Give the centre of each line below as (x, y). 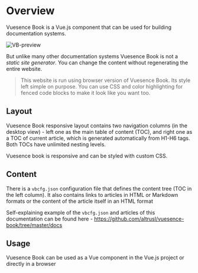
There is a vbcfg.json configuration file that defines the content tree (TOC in (99, 188)
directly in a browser (31, 264)
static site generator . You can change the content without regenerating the (97, 63)
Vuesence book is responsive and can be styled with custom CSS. (87, 156)
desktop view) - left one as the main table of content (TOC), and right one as (99, 131)
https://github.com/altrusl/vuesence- (139, 219)
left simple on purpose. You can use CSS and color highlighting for (102, 86)
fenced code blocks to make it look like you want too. (85, 93)
